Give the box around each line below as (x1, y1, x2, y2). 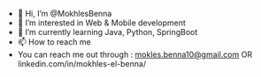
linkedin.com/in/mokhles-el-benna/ (17, 59, 147, 69)
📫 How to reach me (17, 37, 91, 47)
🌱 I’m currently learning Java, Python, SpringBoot (17, 27, 198, 37)
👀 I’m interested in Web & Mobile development (17, 17, 186, 28)
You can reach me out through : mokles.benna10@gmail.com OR (17, 49, 253, 59)
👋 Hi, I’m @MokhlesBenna (17, 9, 112, 18)
